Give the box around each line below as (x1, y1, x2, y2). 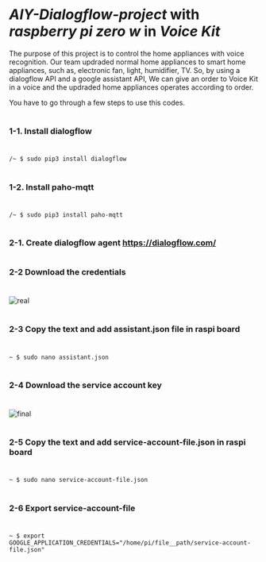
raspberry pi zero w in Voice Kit (9, 22, 221, 40)
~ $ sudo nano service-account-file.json (9, 476, 148, 484)
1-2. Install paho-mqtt (9, 181, 94, 192)
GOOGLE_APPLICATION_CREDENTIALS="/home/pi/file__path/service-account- (9, 538, 251, 547)
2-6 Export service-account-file (9, 502, 136, 514)
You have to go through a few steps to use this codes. (9, 98, 186, 107)
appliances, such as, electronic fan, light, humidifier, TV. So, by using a (9, 65, 241, 75)
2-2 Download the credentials (9, 267, 126, 278)
